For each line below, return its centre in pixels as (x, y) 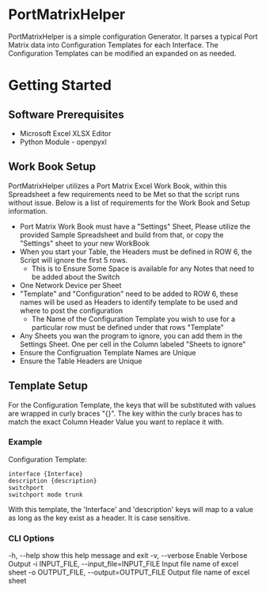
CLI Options (31, 538)
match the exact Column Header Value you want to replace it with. (116, 422)
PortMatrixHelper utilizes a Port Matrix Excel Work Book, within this (118, 186)
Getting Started (60, 85)
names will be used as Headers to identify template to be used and (129, 302)
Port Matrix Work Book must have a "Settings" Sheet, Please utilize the (135, 226)
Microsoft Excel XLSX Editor (65, 133)
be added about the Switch (76, 277)
